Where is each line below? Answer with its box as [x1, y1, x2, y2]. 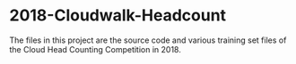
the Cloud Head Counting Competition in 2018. [9, 44, 181, 54]
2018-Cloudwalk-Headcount [9, 5, 227, 26]
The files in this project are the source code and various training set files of [9, 35, 287, 45]
